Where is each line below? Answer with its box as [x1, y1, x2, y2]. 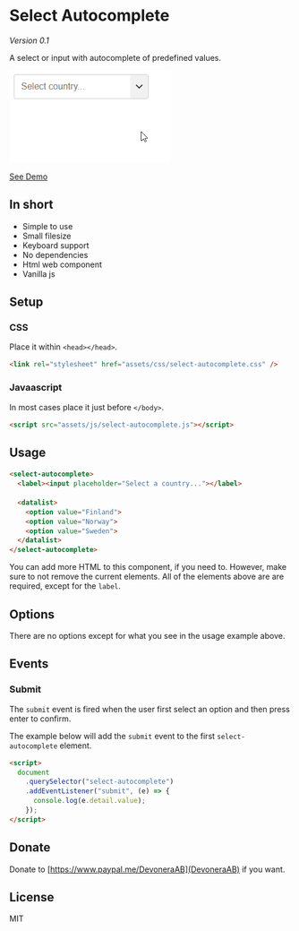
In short [9, 197, 54, 212]
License [9, 890, 55, 905]
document [17, 768, 50, 777]
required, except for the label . [9, 581, 121, 591]
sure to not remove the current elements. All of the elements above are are [9, 571, 285, 582]
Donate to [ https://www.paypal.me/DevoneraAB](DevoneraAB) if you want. [9, 864, 286, 875]
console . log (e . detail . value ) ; [32, 797, 146, 806]
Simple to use [21, 220, 73, 231]
